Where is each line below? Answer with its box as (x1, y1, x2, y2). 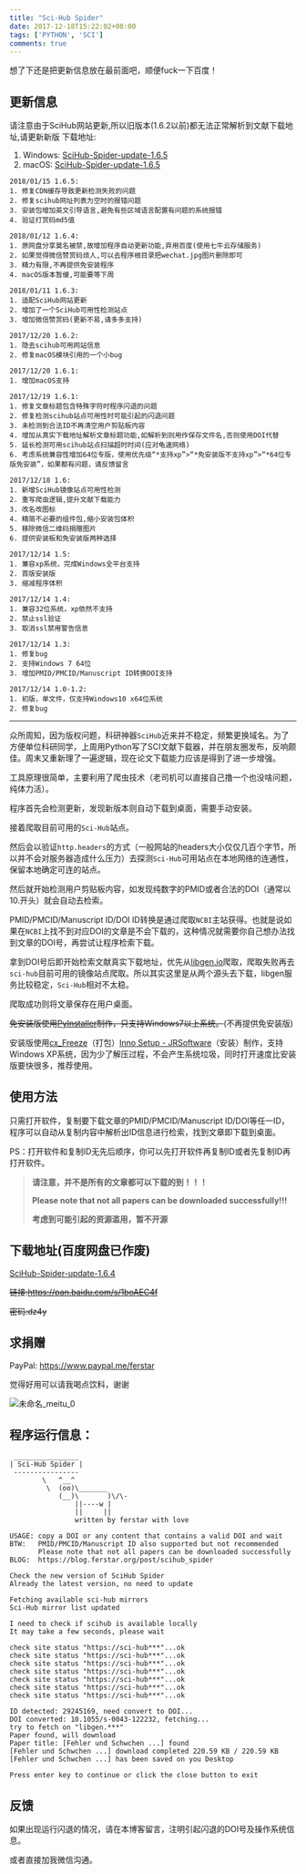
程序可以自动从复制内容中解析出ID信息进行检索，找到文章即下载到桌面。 (9, 1126, 280, 1137)
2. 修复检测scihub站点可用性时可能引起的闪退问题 (9, 412, 176, 421)
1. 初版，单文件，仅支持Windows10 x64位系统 (9, 694, 164, 704)
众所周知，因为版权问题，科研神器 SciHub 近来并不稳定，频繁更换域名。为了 (9, 730, 290, 741)
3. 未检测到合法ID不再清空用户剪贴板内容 (9, 421, 146, 431)
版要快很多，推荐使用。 (9, 1060, 97, 1071)
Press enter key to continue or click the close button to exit (9, 1771, 259, 1780)
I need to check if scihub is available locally (9, 1619, 198, 1629)
